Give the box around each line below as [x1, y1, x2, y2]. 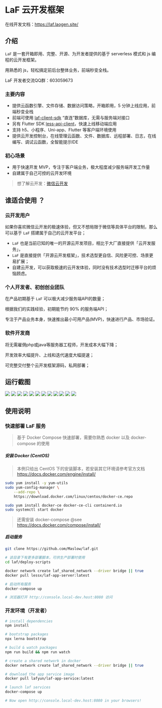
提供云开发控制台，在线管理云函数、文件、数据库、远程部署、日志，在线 [12, 133, 156, 139]
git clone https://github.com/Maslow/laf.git [5, 547, 98, 551]
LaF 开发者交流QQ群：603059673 [5, 77, 74, 83]
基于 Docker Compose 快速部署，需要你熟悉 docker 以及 [16, 434, 130, 440]
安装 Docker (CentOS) [5, 452, 50, 458]
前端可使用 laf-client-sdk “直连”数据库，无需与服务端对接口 [12, 115, 130, 121]
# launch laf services [5, 685, 51, 690]
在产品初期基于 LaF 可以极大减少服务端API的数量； [5, 296, 105, 302]
